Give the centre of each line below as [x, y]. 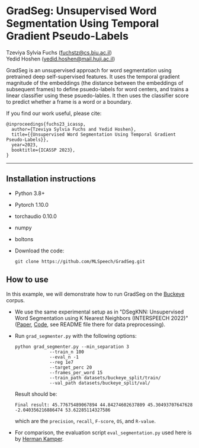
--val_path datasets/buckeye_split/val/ [100, 383]
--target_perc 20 [71, 367]
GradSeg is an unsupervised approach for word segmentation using [89, 70]
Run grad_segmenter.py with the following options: [76, 335]
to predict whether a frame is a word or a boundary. [69, 101]
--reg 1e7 [62, 362]
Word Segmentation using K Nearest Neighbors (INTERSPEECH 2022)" [101, 318]
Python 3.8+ [30, 193]
